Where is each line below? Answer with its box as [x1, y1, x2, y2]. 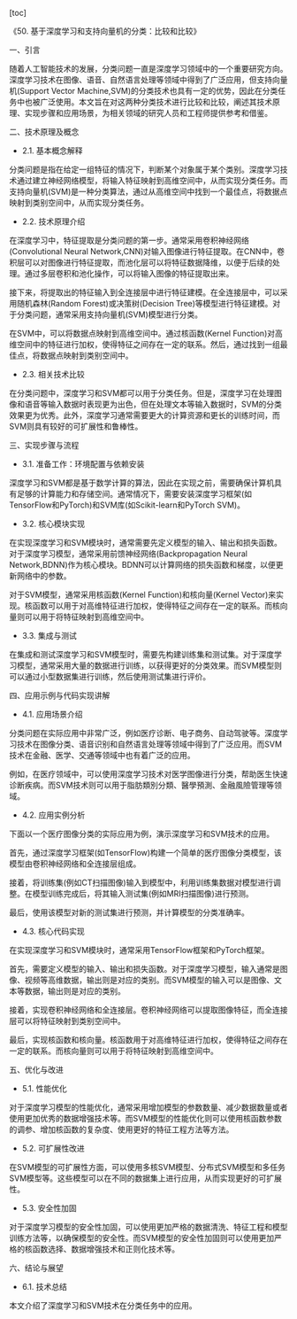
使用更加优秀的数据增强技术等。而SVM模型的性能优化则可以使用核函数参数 [9, 1113, 283, 1123]
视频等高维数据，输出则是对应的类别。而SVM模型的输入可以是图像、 [24, 974, 275, 985]
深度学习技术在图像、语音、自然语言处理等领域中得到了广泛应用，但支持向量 [9, 74, 288, 85]
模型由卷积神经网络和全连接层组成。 [9, 858, 141, 869]
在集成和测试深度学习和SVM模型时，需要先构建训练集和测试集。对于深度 [9, 649, 275, 659]
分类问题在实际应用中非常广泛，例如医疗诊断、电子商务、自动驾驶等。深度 [9, 728, 280, 738]
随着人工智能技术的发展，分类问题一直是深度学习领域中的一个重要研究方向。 [9, 64, 288, 74]
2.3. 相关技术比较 [21, 369, 86, 379]
